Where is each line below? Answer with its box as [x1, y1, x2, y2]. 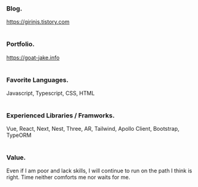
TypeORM [6, 131, 32, 139]
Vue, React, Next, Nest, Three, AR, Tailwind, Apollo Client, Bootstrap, [6, 125, 180, 133]
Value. [6, 153, 26, 162]
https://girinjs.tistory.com [6, 18, 70, 26]
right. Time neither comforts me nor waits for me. [6, 174, 130, 181]
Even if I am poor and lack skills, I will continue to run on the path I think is [6, 167, 193, 175]
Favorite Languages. [6, 75, 69, 84]
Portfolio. [6, 40, 35, 48]
